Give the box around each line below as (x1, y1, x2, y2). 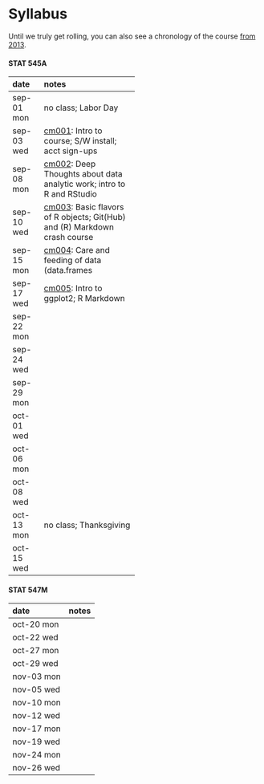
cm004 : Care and (43, 245, 110, 256)
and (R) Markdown (43, 221, 115, 233)
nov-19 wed (12, 736, 61, 747)
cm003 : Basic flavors (43, 201, 124, 213)
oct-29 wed (12, 658, 59, 669)
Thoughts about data (43, 169, 123, 180)
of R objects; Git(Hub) (43, 212, 126, 223)
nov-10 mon (12, 697, 62, 709)
